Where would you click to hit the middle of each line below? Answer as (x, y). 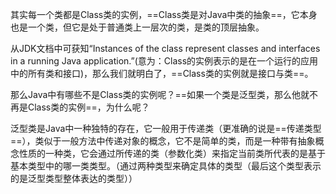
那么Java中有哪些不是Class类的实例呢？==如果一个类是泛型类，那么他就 (160, 94)
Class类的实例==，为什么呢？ (88, 107)
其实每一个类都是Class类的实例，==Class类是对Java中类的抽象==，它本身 (164, 14)
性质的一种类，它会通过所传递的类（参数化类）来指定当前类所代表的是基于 (172, 153)
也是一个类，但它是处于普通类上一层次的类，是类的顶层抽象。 (137, 27)
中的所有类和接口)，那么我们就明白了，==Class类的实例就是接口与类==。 (162, 73)
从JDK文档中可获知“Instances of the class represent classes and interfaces (165, 48)
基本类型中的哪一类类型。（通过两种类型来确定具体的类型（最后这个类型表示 (166, 166)
